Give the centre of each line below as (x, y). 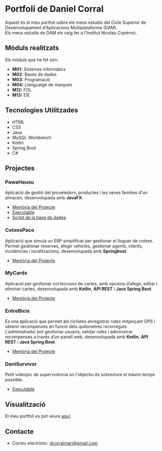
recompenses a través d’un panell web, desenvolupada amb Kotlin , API (77, 337)
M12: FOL (22, 90)
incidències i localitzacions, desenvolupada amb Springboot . (66, 251)
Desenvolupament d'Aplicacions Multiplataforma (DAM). (61, 27)
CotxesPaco (20, 230)
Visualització (25, 404)
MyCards (16, 273)
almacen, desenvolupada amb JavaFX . (44, 198)
